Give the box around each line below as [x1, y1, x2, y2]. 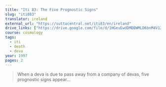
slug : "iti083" [5, 12, 37, 17]
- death [9, 44, 26, 49]
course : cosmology [5, 30, 43, 35]
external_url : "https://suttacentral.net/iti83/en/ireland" [5, 21, 132, 26]
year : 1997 [5, 53, 28, 58]
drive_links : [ [5, 26, 37, 31]
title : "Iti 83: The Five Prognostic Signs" [5, 7, 98, 12]
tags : [5, 35, 16, 40]
